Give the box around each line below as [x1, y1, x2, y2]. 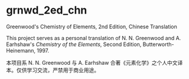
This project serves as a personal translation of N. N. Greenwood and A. [6, 34, 181, 41]
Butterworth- [142, 41, 174, 48]
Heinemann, [6, 47, 36, 54]
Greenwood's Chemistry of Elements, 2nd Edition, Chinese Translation [6, 23, 177, 30]
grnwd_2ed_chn [6, 4, 87, 17]
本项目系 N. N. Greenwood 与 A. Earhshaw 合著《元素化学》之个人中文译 [6, 59, 183, 66]
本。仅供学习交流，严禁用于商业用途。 [6, 66, 99, 74]
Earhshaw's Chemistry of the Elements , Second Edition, [6, 41, 142, 48]
